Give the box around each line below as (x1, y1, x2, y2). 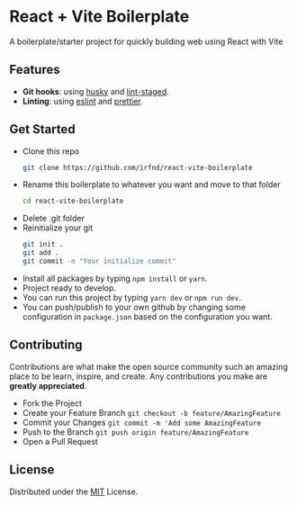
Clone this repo (22, 146, 79, 157)
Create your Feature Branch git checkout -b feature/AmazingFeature (22, 407, 281, 418)
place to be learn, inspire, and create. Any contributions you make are (9, 371, 268, 382)
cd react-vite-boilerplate (22, 196, 124, 206)
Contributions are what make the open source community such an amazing (9, 361, 288, 372)
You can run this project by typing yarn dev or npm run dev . (22, 292, 241, 302)
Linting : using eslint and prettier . (22, 95, 144, 106)
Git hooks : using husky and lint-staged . (22, 86, 169, 96)
